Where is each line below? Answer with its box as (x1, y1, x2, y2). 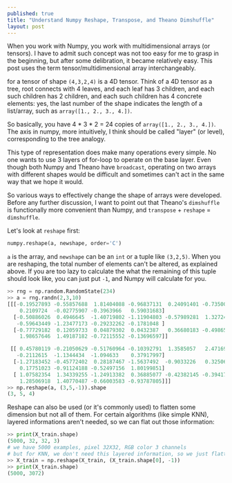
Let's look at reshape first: (7, 226, 81, 235)
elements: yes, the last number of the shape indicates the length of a (7, 100, 202, 108)
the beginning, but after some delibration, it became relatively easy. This (7, 57, 213, 65)
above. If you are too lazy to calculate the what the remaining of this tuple (7, 267, 216, 275)
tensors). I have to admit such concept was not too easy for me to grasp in (7, 49, 220, 57)
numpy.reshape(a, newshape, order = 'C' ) (7, 240, 122, 247)
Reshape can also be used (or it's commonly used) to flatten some (7, 403, 196, 412)
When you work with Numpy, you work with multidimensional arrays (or (7, 42, 211, 51)
